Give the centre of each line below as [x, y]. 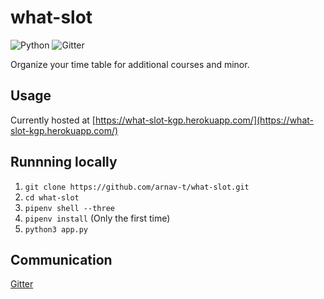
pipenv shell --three [69, 208]
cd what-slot [52, 197]
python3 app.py [56, 229]
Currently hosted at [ [53, 120]
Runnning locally [64, 162]
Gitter [22, 284]
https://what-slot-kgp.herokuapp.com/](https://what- [204, 120]
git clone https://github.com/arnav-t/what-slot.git [137, 187]
